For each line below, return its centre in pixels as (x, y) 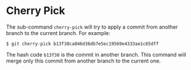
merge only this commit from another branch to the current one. (83, 61)
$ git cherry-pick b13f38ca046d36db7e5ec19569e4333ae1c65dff (83, 44)
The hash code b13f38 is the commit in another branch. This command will (96, 54)
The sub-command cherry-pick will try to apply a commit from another (92, 27)
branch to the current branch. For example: (58, 33)
